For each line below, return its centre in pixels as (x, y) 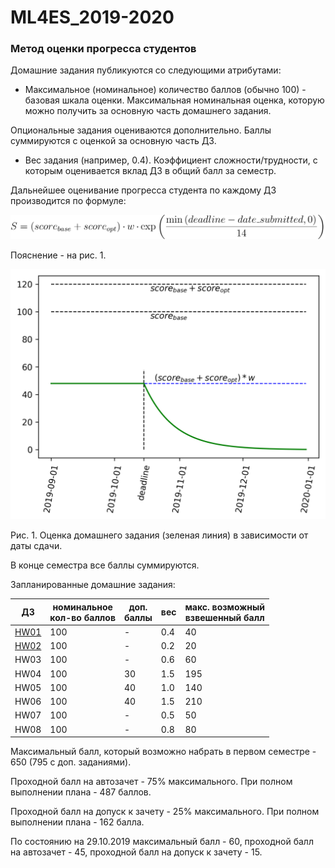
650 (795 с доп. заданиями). (71, 762)
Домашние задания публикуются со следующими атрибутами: (146, 70)
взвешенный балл (224, 617)
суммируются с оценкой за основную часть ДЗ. (113, 141)
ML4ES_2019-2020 (92, 17)
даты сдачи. (36, 546)
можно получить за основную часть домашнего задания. (148, 111)
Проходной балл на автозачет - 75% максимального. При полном (151, 782)
